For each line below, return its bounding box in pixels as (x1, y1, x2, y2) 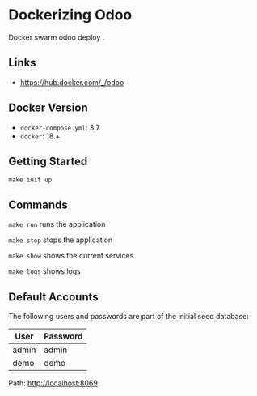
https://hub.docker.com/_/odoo (19, 77, 124, 87)
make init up (8, 176, 53, 184)
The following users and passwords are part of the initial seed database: (8, 312, 249, 321)
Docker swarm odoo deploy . (8, 32, 105, 42)
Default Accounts (8, 290, 99, 304)
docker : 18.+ (19, 131, 61, 141)
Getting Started (8, 154, 88, 168)
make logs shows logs (8, 266, 81, 276)
